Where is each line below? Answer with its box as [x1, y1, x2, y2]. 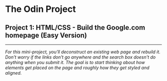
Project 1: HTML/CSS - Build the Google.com [5, 23, 146, 32]
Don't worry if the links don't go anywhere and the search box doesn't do [5, 54, 156, 60]
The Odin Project [5, 3, 76, 15]
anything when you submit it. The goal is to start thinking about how [5, 60, 145, 65]
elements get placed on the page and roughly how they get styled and [5, 65, 150, 71]
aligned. [5, 70, 22, 76]
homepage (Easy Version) [5, 31, 87, 39]
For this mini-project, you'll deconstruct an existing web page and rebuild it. [5, 49, 161, 55]
